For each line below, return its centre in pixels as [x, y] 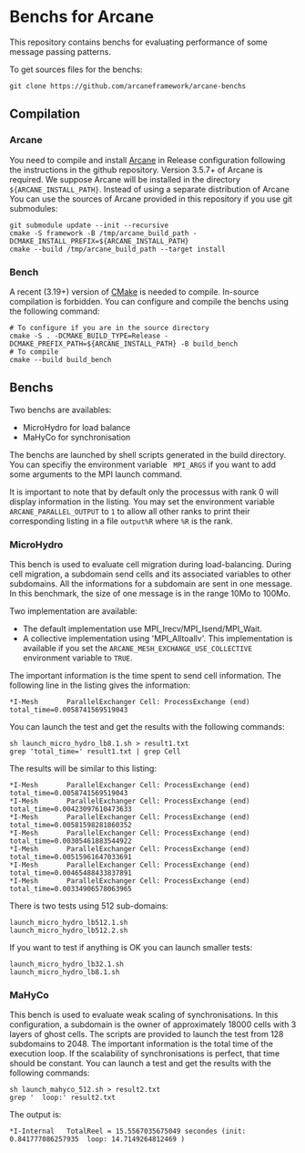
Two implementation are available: [74, 611]
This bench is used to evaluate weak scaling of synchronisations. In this [144, 1015]
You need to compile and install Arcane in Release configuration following [147, 160]
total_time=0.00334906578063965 [71, 889]
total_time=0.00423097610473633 [71, 809]
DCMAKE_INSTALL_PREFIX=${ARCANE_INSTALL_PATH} [99, 241]
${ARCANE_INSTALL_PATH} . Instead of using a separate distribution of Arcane [149, 189]
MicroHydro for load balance [76, 427]
